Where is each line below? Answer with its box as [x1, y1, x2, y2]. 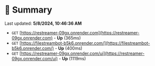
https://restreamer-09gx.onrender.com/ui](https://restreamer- [21, 50, 145, 56]
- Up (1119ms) [59, 55, 86, 61]
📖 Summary [4, 4, 52, 16]
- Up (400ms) [55, 45, 83, 51]
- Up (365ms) [53, 35, 81, 41]
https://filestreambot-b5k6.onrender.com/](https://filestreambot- [21, 40, 150, 46]
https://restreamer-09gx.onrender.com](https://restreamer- [21, 30, 140, 35]
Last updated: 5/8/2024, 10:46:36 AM [4, 20, 82, 26]
